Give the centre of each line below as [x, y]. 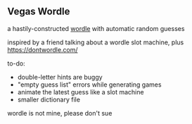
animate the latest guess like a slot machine [81, 92]
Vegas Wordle [39, 12]
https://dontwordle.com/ [43, 49]
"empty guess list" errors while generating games [89, 85]
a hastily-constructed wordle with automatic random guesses [96, 28]
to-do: [17, 63]
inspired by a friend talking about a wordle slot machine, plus [96, 42]
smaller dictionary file [49, 99]
